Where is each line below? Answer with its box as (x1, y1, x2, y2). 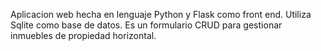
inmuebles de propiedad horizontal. (10, 30, 157, 41)
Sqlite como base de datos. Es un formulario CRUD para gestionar (10, 19, 283, 31)
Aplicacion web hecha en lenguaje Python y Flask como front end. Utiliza (10, 9, 312, 20)
